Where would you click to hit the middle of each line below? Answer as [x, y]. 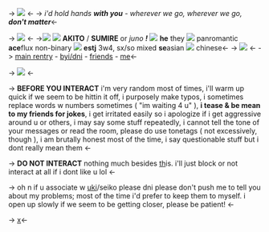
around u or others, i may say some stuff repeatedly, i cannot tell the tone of [134, 122]
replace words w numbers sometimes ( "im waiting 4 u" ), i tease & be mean [134, 105]
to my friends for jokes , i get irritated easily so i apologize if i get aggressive [135, 114]
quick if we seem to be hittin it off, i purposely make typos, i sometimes [126, 97]
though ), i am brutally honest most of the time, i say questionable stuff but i [134, 139]
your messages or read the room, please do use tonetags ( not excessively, [133, 131]
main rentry [34, 56]
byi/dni [71, 56]
